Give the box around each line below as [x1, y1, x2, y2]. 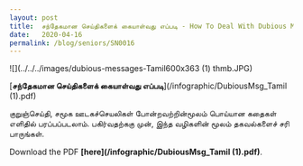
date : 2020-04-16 [9, 30, 83, 39]
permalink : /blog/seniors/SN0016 [9, 38, 135, 48]
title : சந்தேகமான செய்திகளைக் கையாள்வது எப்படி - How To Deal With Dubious [9, 22, 287, 31]
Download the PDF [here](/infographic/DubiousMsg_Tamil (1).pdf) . [9, 146, 263, 158]
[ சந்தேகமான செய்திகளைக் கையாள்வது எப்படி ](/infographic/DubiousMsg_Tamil [9, 80, 288, 91]
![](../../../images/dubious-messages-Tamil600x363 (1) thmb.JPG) [9, 63, 253, 74]
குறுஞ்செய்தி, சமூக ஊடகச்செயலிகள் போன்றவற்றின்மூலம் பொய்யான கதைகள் [9, 108, 277, 119]
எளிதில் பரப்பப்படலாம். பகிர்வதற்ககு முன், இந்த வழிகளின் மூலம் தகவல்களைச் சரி [9, 118, 290, 129]
